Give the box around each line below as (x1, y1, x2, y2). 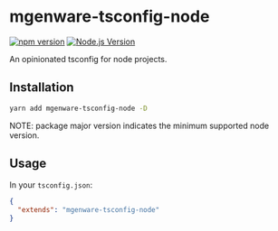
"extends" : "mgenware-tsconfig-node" (17, 206, 160, 215)
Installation (9, 79, 74, 96)
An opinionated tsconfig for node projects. (9, 53, 168, 64)
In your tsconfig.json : (9, 180, 93, 190)
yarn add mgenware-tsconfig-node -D (9, 104, 148, 113)
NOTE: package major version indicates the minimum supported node (9, 120, 270, 131)
